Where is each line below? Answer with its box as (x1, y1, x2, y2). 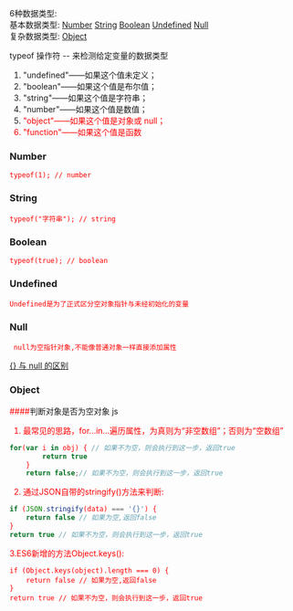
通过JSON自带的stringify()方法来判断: (22, 487, 164, 498)
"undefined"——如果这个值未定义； (22, 69, 157, 80)
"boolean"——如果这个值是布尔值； (22, 81, 158, 91)
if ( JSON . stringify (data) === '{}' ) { (9, 505, 157, 514)
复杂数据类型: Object (9, 31, 88, 41)
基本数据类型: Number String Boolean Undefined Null (9, 19, 209, 30)
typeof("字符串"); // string (9, 214, 117, 224)
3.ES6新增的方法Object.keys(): (9, 547, 125, 559)
